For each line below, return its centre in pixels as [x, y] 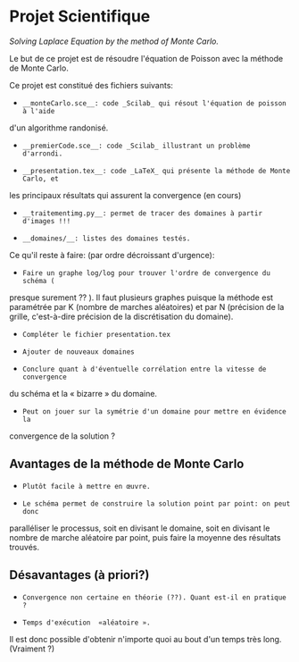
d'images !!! [46, 221]
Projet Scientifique [80, 17]
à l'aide [38, 111]
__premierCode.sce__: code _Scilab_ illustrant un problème [136, 146]
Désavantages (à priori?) [79, 575]
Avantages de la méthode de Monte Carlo [127, 464]
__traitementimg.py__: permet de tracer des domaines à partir [142, 213]
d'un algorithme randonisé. [59, 128]
